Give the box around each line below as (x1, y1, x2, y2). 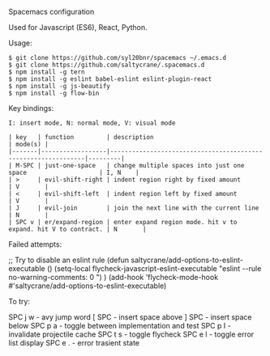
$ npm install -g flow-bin (8, 89, 100, 97)
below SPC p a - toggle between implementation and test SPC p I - (8, 321, 231, 330)
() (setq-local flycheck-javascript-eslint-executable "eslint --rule (47, 264, 262, 273)
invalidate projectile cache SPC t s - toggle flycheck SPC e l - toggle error (8, 329, 255, 339)
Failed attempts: (8, 239, 62, 249)
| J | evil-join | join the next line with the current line (8, 204, 259, 212)
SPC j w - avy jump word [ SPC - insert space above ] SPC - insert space (8, 312, 252, 322)
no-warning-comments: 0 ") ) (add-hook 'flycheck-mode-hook (8, 273, 219, 282)
